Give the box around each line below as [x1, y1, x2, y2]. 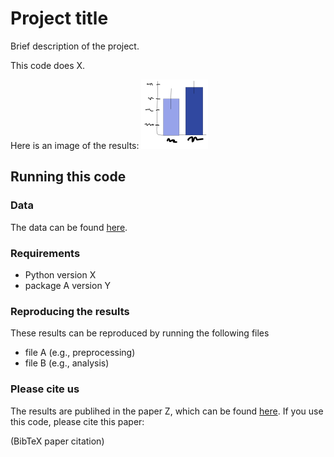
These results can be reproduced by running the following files [10, 327, 270, 339]
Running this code [10, 168, 127, 186]
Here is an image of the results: [10, 139, 140, 151]
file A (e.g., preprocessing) [24, 347, 136, 359]
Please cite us [10, 382, 80, 396]
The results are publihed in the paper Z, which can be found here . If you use [10, 405, 324, 417]
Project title [10, 7, 109, 30]
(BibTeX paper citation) [10, 435, 105, 447]
